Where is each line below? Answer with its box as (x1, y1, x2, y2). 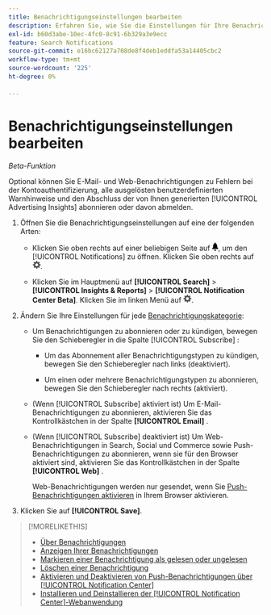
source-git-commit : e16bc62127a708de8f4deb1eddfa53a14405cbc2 (8, 47, 222, 56)
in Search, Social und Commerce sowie (101, 440, 232, 450)
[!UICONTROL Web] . (31, 466, 104, 475)
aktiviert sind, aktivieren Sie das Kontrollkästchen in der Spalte (31, 457, 240, 467)
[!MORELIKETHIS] (27, 521, 88, 531)
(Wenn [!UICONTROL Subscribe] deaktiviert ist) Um (31, 432, 204, 441)
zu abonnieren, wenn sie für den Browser (101, 449, 239, 458)
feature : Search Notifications (8, 39, 114, 47)
